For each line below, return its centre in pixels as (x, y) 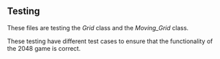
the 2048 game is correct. (44, 48)
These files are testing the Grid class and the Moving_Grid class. (98, 27)
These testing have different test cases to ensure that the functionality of (110, 41)
